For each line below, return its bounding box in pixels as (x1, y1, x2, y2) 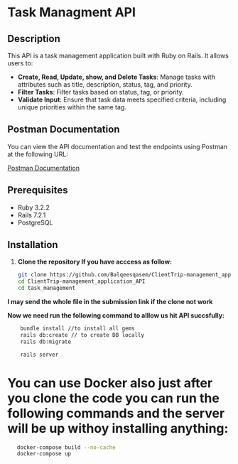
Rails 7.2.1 (17, 210, 46, 219)
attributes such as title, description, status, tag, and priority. (17, 80, 193, 89)
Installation (7, 239, 58, 251)
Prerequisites (7, 184, 68, 196)
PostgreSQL (17, 218, 53, 227)
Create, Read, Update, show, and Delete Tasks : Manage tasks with (17, 72, 215, 81)
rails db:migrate (20, 338, 72, 345)
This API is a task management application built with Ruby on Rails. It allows (7, 51, 229, 60)
